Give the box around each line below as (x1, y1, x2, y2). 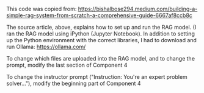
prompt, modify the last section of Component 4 (6, 61, 128, 69)
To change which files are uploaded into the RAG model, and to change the (6, 55, 195, 62)
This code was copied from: (6, 6, 77, 12)
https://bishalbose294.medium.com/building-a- (78, 6, 198, 12)
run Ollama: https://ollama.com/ (6, 43, 86, 50)
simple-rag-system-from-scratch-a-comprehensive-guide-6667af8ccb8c (6, 12, 192, 19)
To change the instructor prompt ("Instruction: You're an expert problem (6, 73, 188, 80)
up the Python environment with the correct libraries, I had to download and (6, 37, 197, 43)
